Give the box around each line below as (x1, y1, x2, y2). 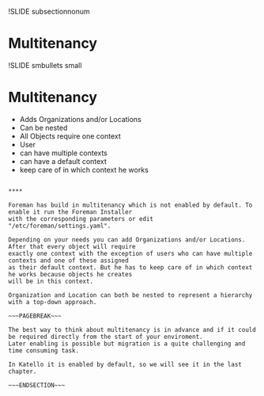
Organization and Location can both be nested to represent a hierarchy (8, 291, 253, 299)
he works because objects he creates (8, 270, 133, 278)
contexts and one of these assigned (8, 257, 129, 265)
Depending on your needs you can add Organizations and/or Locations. (8, 235, 246, 244)
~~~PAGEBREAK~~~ (8, 312, 62, 320)
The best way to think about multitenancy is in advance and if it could (8, 326, 257, 333)
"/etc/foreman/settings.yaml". (8, 222, 111, 230)
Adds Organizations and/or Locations (19, 114, 142, 124)
